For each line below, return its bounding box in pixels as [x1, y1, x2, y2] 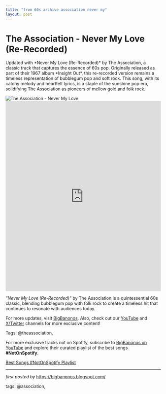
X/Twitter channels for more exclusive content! [5, 321, 100, 326]
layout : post [5, 12, 33, 17]
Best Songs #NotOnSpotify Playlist [5, 359, 76, 365]
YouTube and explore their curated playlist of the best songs [5, 345, 128, 351]
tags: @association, [5, 383, 46, 390]
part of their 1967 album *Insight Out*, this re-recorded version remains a [5, 70, 155, 76]
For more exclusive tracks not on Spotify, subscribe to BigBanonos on [5, 340, 147, 346]
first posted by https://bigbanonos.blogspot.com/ [5, 374, 106, 380]
